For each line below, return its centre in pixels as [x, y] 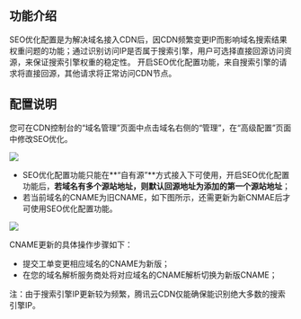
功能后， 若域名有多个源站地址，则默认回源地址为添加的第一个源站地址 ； [156, 186]
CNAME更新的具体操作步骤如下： [71, 244]
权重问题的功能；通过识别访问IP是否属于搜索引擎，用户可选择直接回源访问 [147, 50]
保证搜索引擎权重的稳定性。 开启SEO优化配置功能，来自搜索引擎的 [156, 62]
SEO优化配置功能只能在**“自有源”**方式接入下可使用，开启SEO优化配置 [156, 174]
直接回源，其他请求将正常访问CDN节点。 [101, 73]
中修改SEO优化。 [41, 138]
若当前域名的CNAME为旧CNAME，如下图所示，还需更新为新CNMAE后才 [156, 197]
